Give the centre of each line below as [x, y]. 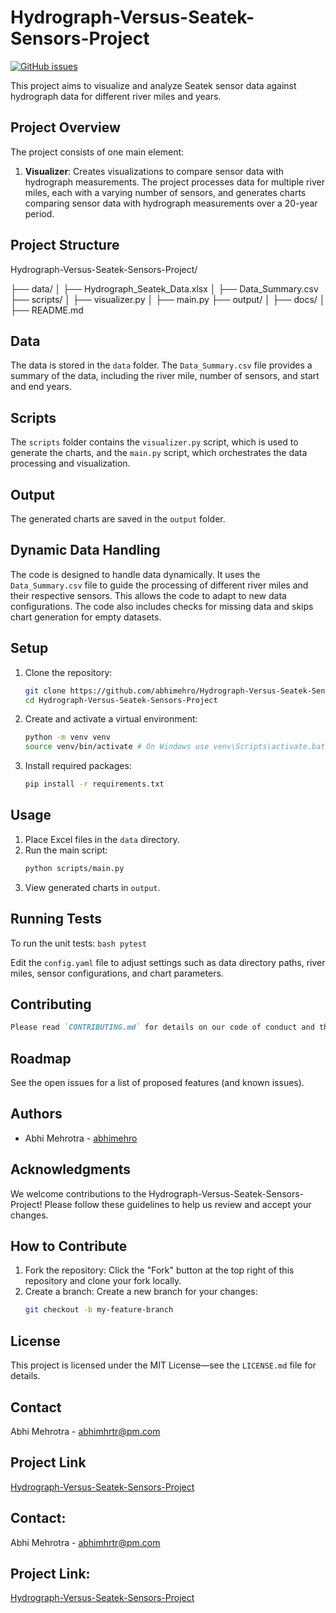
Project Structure [65, 245]
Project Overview [65, 127]
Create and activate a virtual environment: [111, 719]
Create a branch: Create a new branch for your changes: [141, 1292]
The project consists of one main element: [97, 152]
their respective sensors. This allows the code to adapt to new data [148, 595]
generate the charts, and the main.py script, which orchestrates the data [159, 453]
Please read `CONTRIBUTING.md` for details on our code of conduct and [162, 1027]
